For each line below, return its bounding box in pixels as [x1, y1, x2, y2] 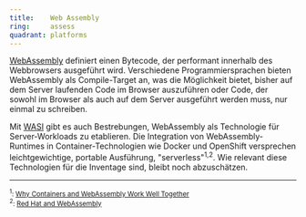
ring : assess [9, 22, 76, 31]
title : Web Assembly [9, 13, 100, 23]
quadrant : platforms [9, 30, 88, 39]
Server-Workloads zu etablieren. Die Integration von [9, 131, 205, 142]
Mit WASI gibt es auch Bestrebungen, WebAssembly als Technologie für [9, 121, 280, 132]
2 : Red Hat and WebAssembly [9, 197, 102, 208]
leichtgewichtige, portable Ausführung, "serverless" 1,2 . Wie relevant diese [9, 150, 288, 163]
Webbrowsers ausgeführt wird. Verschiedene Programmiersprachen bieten [9, 65, 291, 76]
